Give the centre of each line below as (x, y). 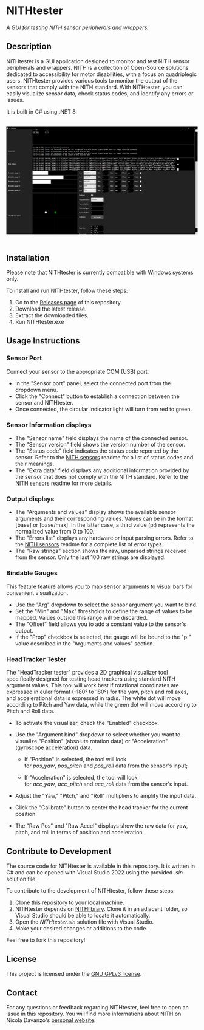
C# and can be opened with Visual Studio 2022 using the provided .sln (95, 872)
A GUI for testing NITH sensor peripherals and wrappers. (77, 27)
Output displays (30, 499)
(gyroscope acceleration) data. (54, 747)
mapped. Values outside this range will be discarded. (81, 617)
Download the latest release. (51, 309)
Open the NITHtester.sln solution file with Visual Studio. (84, 922)
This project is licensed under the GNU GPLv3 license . (74, 973)
